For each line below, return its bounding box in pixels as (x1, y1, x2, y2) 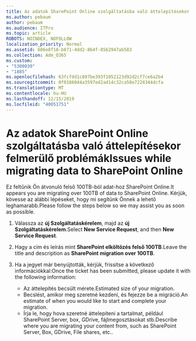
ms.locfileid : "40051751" (6, 101, 69, 107)
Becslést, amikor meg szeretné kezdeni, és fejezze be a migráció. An (23, 291, 188, 298)
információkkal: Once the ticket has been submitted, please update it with (14, 268, 191, 275)
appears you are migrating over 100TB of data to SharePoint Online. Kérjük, (6, 190, 187, 197)
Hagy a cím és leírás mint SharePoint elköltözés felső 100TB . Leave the (14, 244, 187, 251)
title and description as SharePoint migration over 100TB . (14, 250, 155, 257)
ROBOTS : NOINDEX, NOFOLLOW (6, 36, 72, 42)
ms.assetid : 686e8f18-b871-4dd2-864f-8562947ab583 (6, 47, 132, 53)
